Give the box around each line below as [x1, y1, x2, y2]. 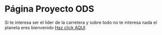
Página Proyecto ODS [4, 3, 95, 15]
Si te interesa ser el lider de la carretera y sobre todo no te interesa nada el [4, 19, 157, 25]
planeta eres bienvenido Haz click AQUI [4, 24, 86, 30]
